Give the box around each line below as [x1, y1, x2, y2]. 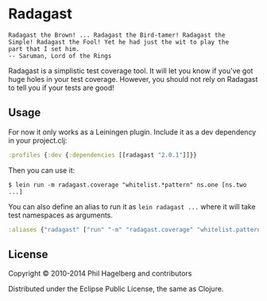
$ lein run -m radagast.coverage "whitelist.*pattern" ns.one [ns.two [8, 181, 247, 189]
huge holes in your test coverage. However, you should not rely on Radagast [8, 74, 258, 84]
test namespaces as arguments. [8, 210, 114, 220]
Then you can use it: [8, 165, 75, 175]
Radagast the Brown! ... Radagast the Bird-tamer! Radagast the [8, 31, 226, 39]
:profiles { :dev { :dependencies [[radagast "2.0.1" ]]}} [8, 150, 197, 159]
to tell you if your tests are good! [8, 83, 115, 92]
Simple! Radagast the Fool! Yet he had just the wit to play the [8, 37, 229, 46]
